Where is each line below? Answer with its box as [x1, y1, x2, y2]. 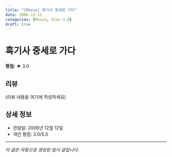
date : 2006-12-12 [5, 12, 42, 17]
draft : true [5, 21, 31, 27]
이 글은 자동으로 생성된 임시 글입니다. [5, 146, 79, 153]
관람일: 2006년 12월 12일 [12, 124, 63, 130]
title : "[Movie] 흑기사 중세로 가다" [5, 7, 77, 13]
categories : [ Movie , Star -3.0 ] [5, 17, 72, 22]
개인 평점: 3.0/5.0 [12, 131, 49, 137]
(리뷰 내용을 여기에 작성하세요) [5, 94, 67, 100]
